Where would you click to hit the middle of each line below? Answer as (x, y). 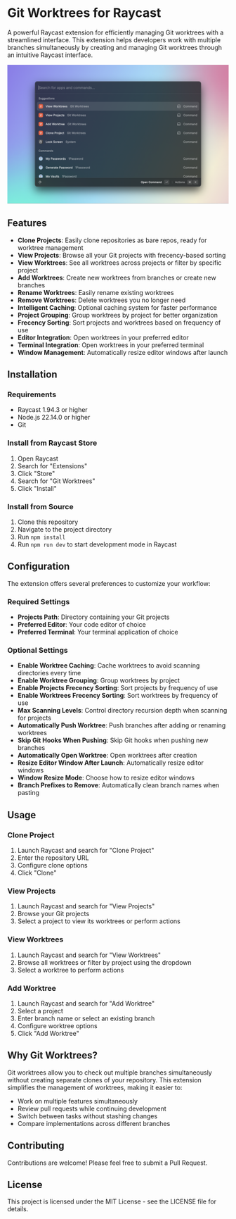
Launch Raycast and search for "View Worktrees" (89, 955)
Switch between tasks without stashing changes (87, 1116)
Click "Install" (37, 488)
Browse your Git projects (53, 914)
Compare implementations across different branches (94, 1123)
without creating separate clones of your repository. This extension (104, 1080)
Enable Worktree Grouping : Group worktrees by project (99, 680)
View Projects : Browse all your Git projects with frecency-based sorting (122, 255)
